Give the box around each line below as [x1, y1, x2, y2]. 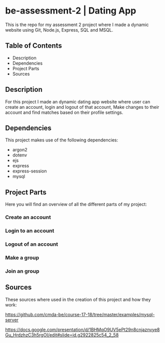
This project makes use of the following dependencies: [5, 137, 118, 143]
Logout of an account [5, 241, 58, 248]
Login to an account [5, 227, 54, 234]
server [5, 316, 19, 323]
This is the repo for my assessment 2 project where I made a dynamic [5, 22, 149, 28]
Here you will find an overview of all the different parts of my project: [5, 201, 147, 208]
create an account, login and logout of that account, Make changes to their [5, 104, 159, 110]
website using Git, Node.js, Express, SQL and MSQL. [5, 27, 113, 33]
